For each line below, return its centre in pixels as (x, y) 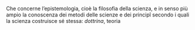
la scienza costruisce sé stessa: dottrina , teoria (63, 21)
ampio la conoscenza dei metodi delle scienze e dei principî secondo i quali (98, 15)
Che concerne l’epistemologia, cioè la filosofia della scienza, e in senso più (97, 9)
